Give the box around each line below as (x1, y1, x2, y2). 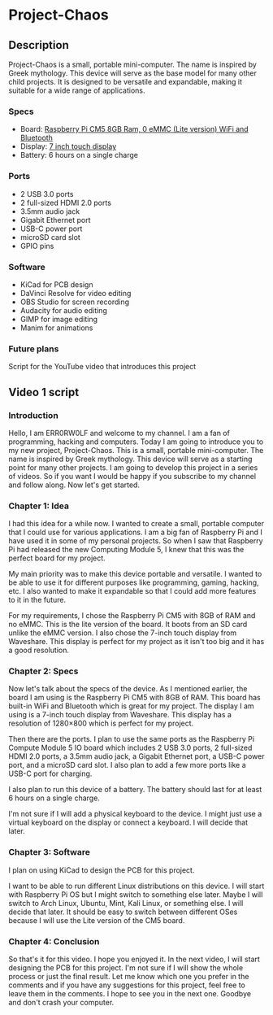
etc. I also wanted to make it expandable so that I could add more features (8, 586, 257, 596)
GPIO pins (19, 241, 54, 250)
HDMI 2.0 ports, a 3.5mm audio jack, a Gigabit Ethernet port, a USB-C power (8, 751, 265, 761)
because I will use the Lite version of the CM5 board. (8, 915, 185, 925)
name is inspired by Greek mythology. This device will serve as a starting (8, 454, 253, 464)
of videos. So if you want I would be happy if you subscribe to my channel (8, 471, 257, 481)
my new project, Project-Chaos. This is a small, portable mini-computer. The (8, 445, 264, 455)
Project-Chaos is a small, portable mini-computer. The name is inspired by (8, 59, 258, 69)
